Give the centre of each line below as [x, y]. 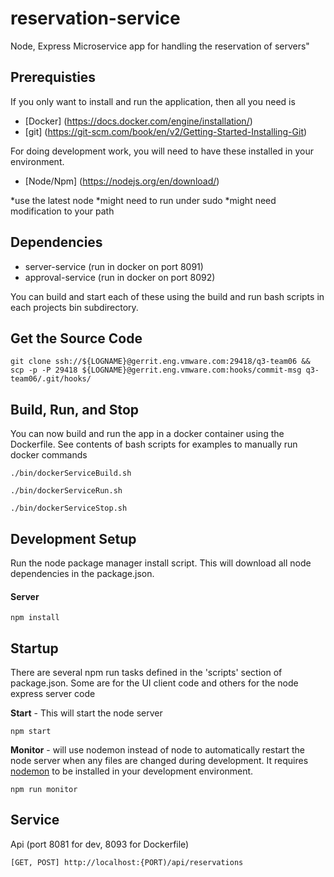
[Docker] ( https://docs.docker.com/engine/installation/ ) [138, 121]
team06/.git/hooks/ [51, 379]
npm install [35, 618]
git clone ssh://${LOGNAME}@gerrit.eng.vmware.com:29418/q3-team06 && [160, 362]
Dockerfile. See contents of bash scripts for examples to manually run [154, 444]
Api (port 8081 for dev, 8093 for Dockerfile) [100, 844]
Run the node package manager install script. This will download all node [161, 563]
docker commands [49, 455]
